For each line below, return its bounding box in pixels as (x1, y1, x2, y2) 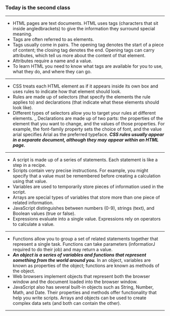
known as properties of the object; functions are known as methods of (12, 262, 159, 269)
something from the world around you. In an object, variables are (12, 257, 151, 263)
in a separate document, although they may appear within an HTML (12, 137, 159, 143)
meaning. (12, 31, 32, 37)
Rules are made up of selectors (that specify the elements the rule (12, 94, 151, 100)
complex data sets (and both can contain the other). (12, 300, 121, 306)
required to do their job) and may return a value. (12, 247, 113, 253)
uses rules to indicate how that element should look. (12, 88, 121, 95)
